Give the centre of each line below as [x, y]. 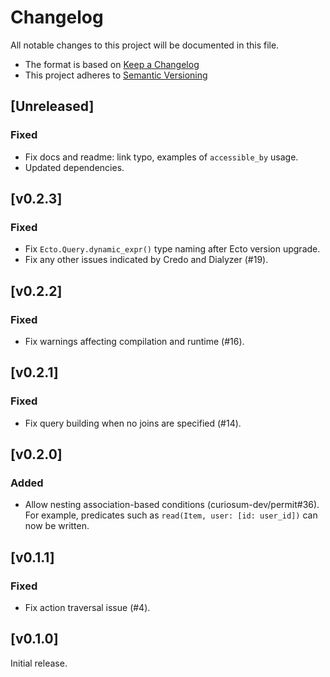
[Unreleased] [52, 106]
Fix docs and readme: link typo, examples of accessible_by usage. [161, 157]
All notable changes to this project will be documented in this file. [145, 45]
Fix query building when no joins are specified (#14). [133, 423]
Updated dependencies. [74, 167]
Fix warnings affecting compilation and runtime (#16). [134, 341]
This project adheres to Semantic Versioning [116, 75]
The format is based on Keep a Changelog [112, 64]
